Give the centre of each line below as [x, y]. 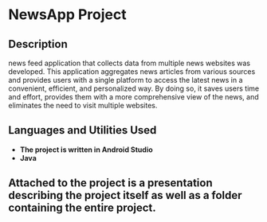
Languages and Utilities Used [82, 130]
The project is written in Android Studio [86, 150]
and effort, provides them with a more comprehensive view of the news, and [133, 97]
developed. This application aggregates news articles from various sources [132, 72]
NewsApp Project [67, 15]
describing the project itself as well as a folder [125, 195]
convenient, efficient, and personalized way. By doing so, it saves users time [134, 88]
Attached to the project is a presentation [110, 183]
